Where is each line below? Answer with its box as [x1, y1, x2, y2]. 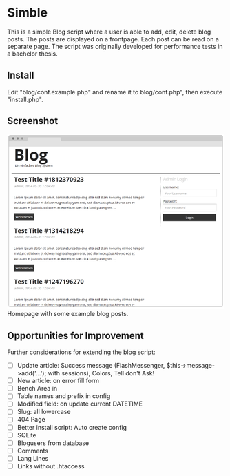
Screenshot [7, 115, 59, 127]
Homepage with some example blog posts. [7, 310, 129, 318]
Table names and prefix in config [17, 392, 111, 400]
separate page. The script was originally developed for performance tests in [7, 42, 223, 50]
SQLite [17, 431, 36, 439]
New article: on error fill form [17, 377, 100, 385]
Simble [7, 5, 48, 21]
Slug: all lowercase [17, 408, 71, 416]
